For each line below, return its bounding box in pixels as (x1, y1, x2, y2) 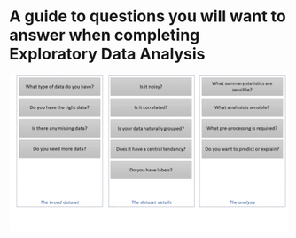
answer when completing (9, 25, 200, 45)
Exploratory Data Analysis (9, 44, 206, 64)
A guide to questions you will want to (9, 6, 286, 27)
